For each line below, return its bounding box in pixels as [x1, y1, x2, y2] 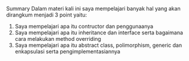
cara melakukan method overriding [14, 36, 102, 42]
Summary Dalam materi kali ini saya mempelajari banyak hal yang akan [6, 5, 181, 12]
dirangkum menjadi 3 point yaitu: [6, 11, 87, 18]
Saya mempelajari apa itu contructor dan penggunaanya [14, 23, 154, 30]
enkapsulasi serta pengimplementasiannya [14, 48, 121, 55]
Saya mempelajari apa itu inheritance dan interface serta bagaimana [14, 29, 184, 36]
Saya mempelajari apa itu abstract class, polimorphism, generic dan [14, 41, 182, 49]
